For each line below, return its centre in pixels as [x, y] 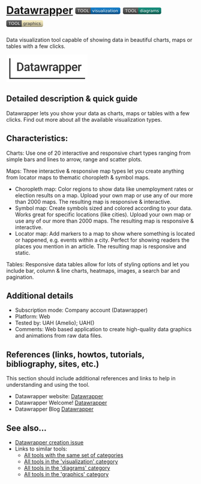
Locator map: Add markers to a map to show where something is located [105, 233]
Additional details [40, 295]
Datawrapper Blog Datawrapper [54, 409]
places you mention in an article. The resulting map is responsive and [101, 246]
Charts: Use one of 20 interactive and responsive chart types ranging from [98, 153]
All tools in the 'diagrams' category [67, 468]
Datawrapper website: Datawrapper [59, 396]
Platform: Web [32, 317]
